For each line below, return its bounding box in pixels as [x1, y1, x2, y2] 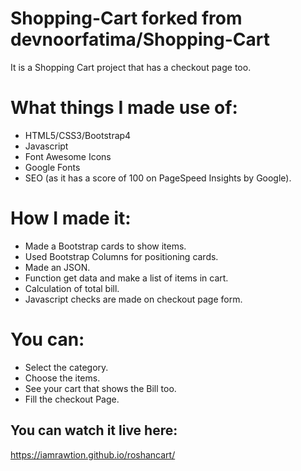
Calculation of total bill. [24, 282, 120, 294]
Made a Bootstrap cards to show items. [24, 240, 187, 252]
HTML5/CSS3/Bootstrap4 [24, 129, 132, 141]
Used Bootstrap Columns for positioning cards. [24, 250, 219, 262]
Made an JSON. [24, 261, 91, 273]
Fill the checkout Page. [24, 393, 120, 405]
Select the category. [24, 361, 109, 373]
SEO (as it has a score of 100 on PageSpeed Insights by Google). [24, 172, 292, 184]
